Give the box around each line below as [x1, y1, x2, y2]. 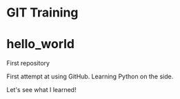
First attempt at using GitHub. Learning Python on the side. [6, 72, 174, 80]
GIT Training [6, 5, 79, 21]
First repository [6, 59, 50, 67]
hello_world [6, 36, 75, 52]
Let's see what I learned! [6, 86, 77, 94]
